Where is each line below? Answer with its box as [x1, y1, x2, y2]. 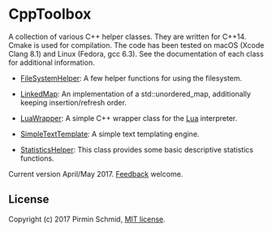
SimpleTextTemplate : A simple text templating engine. [19, 129, 200, 139]
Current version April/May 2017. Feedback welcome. [8, 169, 183, 178]
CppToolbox [8, 5, 92, 24]
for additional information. [8, 58, 95, 67]
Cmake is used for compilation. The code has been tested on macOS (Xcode [8, 40, 265, 49]
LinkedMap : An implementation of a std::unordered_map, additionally [19, 88, 252, 98]
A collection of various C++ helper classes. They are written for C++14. [8, 32, 247, 41]
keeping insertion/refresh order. [19, 97, 127, 107]
